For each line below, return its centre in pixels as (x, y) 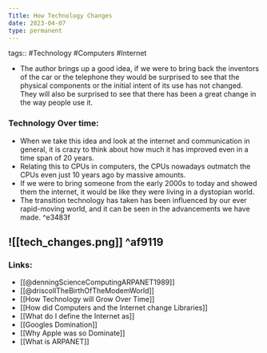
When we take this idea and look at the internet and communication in (135, 141)
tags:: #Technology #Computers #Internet (78, 54)
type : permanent (35, 30)
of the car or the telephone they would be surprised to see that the (130, 77)
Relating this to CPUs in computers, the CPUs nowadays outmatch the (135, 166)
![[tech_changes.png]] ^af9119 (86, 242)
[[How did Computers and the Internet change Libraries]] (114, 307)
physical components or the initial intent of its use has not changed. (132, 85)
